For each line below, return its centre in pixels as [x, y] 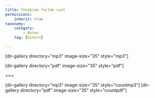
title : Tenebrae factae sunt [35, 10]
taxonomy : [15, 24]
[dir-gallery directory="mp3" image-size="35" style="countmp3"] [73, 85]
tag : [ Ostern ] [29, 38]
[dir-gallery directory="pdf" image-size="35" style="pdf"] [65, 66]
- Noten [31, 33]
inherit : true [29, 19]
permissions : [19, 14]
